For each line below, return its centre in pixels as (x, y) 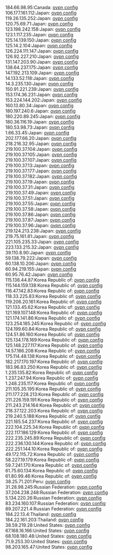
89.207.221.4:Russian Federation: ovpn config (53, 509)
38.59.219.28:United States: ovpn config (48, 525)
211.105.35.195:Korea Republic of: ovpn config (53, 389)
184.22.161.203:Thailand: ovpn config (44, 520)
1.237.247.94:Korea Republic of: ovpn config (52, 378)
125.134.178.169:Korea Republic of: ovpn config (54, 340)
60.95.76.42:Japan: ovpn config (39, 274)
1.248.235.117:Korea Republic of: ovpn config (52, 383)
